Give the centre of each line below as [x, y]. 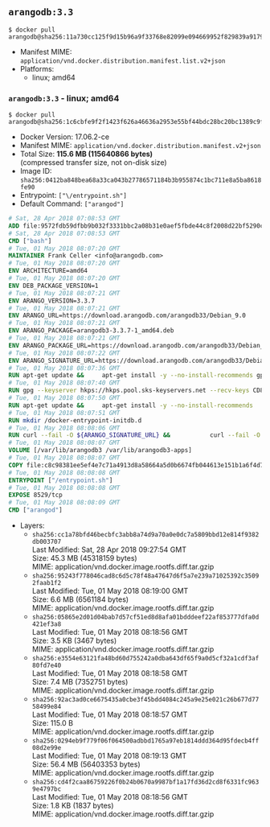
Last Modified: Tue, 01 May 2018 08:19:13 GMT [109, 756]
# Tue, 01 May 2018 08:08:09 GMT [64, 503]
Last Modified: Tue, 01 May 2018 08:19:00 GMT [110, 591]
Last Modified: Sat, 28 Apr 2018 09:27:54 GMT [109, 549]
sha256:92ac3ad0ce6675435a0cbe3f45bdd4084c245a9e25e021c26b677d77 [145, 700]
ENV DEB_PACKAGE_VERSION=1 [53, 286]
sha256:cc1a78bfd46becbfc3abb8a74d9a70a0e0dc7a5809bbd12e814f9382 [145, 535]
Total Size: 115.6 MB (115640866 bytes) [86, 154]
